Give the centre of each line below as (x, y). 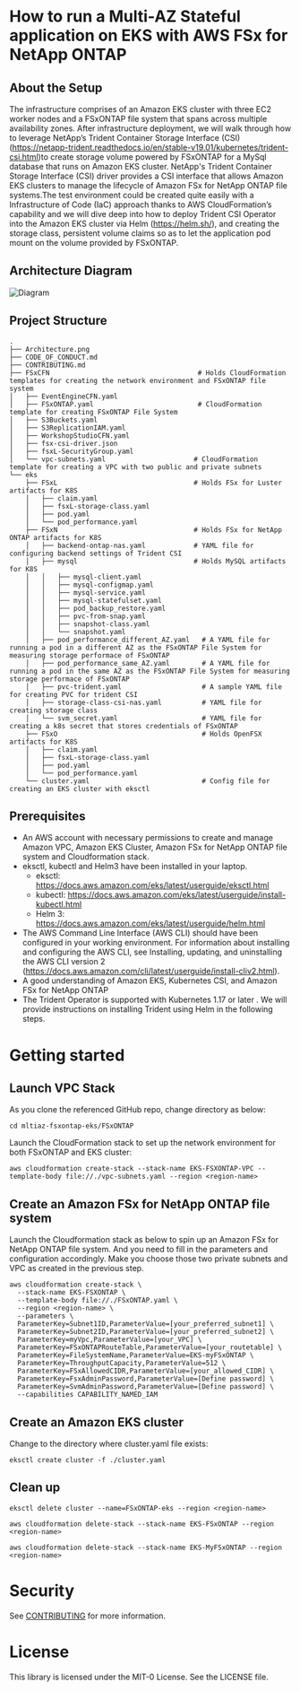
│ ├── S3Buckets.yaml (54, 420)
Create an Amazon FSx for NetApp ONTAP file (140, 1204)
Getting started (67, 1055)
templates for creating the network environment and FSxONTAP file (138, 380)
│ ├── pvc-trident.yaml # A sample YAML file (154, 687)
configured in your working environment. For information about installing (156, 943)
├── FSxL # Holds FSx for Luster (154, 483)
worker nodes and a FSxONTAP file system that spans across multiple (138, 119)
